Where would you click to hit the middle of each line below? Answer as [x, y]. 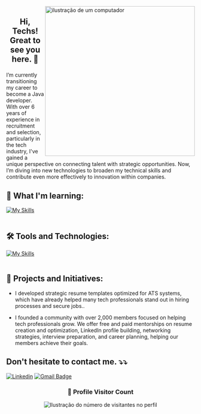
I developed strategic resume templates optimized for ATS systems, [98, 293]
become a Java [25, 94]
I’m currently [22, 75]
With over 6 [20, 107]
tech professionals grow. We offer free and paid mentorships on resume [103, 324]
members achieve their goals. [51, 343]
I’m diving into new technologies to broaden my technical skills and [89, 171]
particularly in [23, 139]
